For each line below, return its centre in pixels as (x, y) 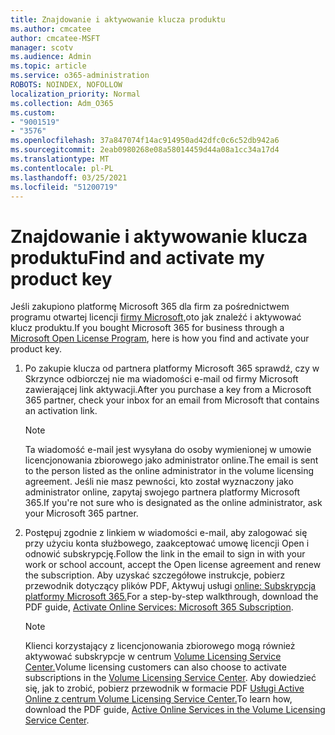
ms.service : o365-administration (80, 76)
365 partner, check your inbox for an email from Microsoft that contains (172, 400)
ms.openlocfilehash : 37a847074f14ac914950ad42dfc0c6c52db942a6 (145, 141)
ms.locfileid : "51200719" (64, 187)
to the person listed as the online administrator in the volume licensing (169, 471)
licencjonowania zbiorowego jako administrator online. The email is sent (171, 460)
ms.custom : (33, 112)
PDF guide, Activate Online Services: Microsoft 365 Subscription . (159, 607)
